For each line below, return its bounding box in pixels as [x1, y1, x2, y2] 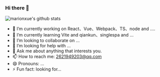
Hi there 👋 [5, 4, 30, 11]
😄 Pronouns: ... [12, 61, 45, 67]
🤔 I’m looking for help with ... [12, 43, 71, 49]
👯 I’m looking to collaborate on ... [12, 38, 80, 43]
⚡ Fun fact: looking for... [12, 66, 62, 72]
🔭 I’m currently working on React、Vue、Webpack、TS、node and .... [12, 26, 156, 32]
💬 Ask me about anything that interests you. [12, 48, 102, 54]
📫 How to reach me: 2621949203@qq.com [12, 54, 102, 60]
